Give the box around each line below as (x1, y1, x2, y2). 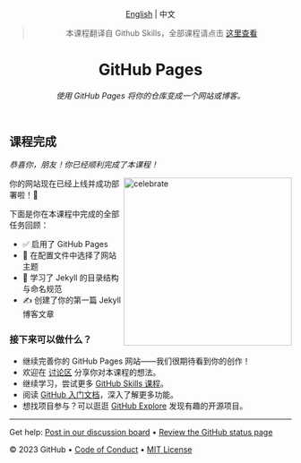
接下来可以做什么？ (9, 333, 92, 346)
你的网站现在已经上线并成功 (9, 178, 112, 189)
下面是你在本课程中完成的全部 (9, 209, 119, 219)
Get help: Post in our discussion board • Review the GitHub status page (9, 426, 273, 437)
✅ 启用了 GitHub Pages (21, 239, 109, 250)
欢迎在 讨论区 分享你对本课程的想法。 (21, 366, 161, 377)
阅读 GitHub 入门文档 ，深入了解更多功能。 (21, 389, 179, 399)
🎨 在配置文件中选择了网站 (21, 250, 116, 261)
